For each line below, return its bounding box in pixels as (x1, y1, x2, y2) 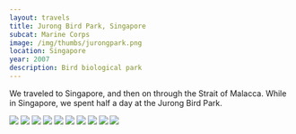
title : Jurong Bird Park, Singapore (9, 22, 146, 31)
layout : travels (9, 13, 70, 22)
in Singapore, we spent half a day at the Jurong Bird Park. (9, 97, 222, 108)
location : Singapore (9, 47, 87, 56)
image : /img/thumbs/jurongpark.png (9, 38, 143, 48)
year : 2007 (9, 55, 50, 64)
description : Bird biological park (9, 64, 143, 73)
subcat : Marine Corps (9, 30, 91, 39)
